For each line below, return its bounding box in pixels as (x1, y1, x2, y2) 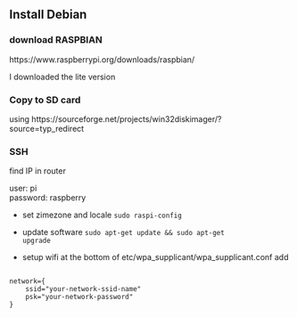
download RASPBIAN (9, 34, 103, 46)
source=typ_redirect (9, 123, 85, 134)
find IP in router (9, 166, 67, 176)
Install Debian (9, 7, 87, 22)
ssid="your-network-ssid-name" (25, 285, 142, 294)
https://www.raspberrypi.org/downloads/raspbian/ (9, 53, 195, 65)
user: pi (9, 183, 37, 194)
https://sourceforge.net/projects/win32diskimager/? (30, 113, 222, 124)
